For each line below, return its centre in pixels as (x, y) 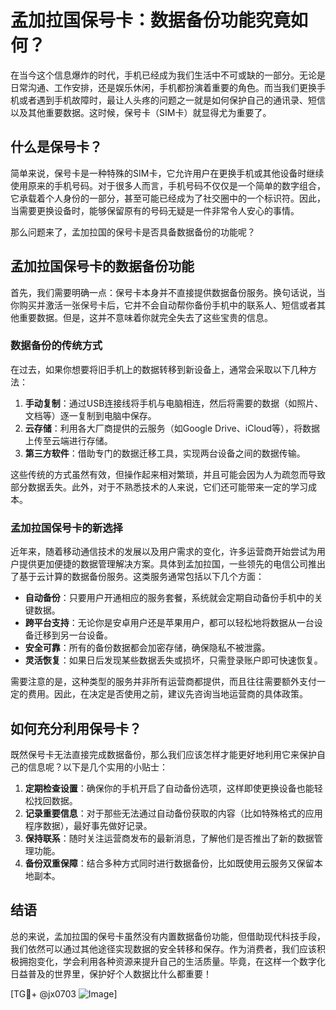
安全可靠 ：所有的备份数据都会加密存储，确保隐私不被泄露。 (147, 648)
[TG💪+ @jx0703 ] (64, 993)
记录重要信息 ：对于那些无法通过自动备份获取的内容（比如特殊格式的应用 (173, 813)
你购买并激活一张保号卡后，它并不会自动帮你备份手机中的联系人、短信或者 (163, 305)
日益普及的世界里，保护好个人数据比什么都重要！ (111, 973)
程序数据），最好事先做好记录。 (88, 825)
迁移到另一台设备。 (73, 635)
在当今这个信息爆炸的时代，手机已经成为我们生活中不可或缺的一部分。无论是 (168, 75)
